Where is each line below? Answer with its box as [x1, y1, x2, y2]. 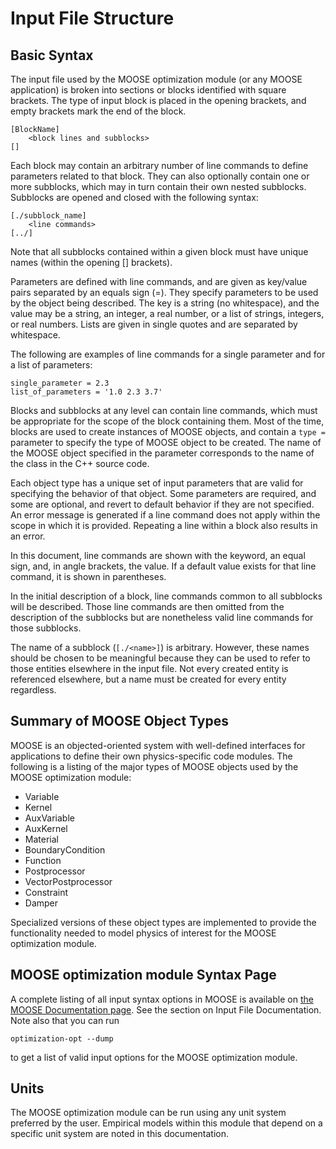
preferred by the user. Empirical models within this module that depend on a [10, 1117, 323, 1129]
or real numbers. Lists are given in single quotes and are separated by [10, 318, 298, 330]
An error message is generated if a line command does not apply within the [10, 509, 321, 521]
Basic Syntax [10, 47, 94, 64]
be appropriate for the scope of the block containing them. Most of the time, [10, 415, 325, 427]
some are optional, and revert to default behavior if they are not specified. [10, 498, 315, 510]
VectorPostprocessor [24, 875, 113, 887]
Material [24, 833, 59, 845]
